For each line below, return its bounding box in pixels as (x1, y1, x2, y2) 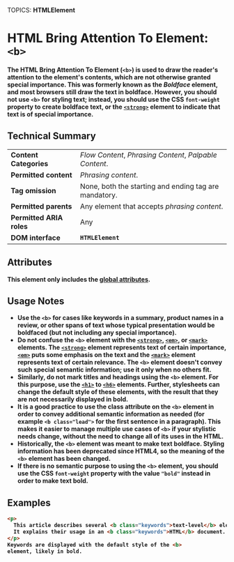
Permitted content (10, 170, 72, 180)
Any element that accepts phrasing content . (79, 202, 224, 211)
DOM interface (10, 233, 61, 243)
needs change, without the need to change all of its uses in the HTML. (17, 432, 224, 441)
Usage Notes (7, 295, 65, 307)
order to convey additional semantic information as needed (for (17, 410, 205, 418)
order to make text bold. (17, 477, 88, 485)
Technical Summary (7, 130, 96, 142)
